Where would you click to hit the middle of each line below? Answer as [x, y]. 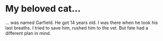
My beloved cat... [43, 9]
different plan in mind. [28, 33]
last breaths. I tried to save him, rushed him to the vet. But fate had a [77, 27]
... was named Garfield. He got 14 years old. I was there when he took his [82, 22]
